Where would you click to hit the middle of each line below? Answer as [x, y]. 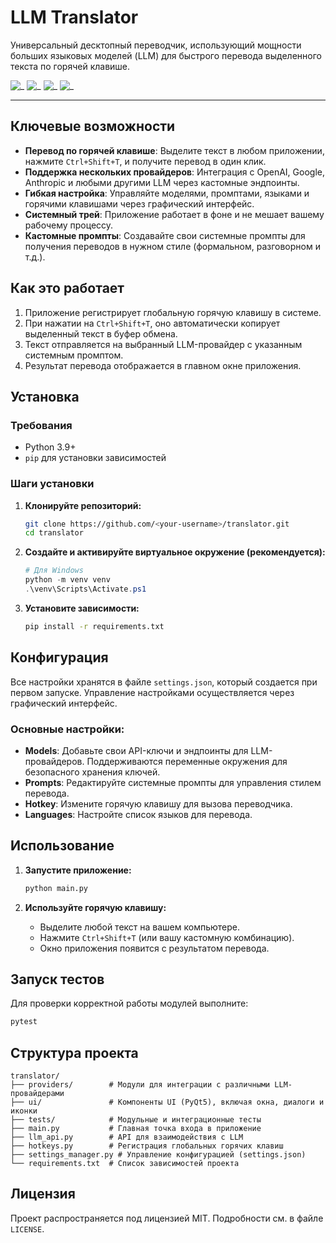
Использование [62, 846]
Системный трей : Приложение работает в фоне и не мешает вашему [174, 214]
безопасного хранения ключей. [92, 772]
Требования [41, 425]
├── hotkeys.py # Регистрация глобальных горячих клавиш [147, 1146]
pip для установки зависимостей [95, 458]
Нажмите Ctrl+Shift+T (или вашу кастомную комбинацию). [167, 937]
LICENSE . [27, 1228]
